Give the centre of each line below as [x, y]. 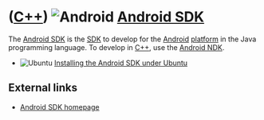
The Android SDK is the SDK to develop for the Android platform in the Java [132, 39]
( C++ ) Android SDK [106, 17]
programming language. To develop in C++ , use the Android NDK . [116, 47]
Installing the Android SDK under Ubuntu [121, 63]
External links [43, 88]
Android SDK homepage [59, 106]
